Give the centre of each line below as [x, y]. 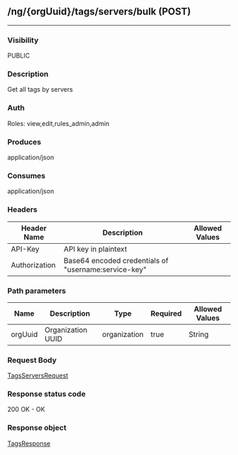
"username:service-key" [105, 269]
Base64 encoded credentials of [116, 260]
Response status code [47, 394]
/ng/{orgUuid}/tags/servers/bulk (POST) [99, 12]
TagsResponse [29, 443]
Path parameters [36, 291]
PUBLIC [19, 55]
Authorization [33, 264]
